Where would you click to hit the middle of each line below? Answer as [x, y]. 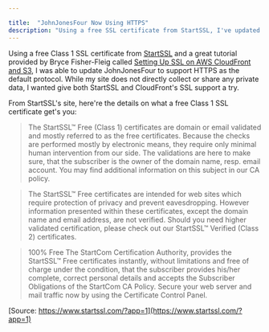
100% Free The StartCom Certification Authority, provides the [130, 252]
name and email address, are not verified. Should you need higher [137, 219]
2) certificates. [52, 236]
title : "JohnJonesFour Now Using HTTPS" [79, 23]
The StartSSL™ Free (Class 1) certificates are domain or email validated [145, 127]
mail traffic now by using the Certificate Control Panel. [118, 295]
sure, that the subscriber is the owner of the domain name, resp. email [144, 161]
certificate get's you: [43, 111]
